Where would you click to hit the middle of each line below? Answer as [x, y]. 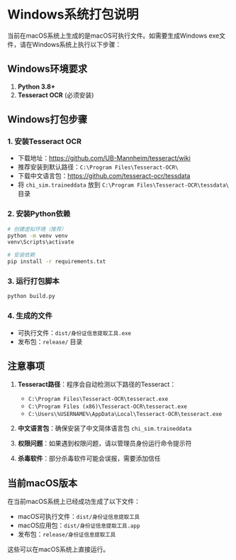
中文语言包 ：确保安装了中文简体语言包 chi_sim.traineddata [105, 428]
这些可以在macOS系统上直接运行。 [58, 549]
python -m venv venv [38, 236]
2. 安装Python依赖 [39, 214]
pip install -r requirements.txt [57, 262]
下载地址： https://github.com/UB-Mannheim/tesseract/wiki [104, 158]
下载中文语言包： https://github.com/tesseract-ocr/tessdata [104, 176]
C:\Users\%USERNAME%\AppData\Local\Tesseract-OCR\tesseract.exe [125, 414]
